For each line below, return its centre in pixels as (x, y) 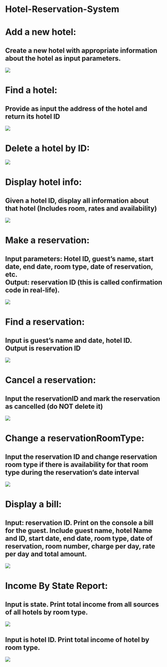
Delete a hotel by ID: (47, 148)
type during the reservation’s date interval (72, 472)
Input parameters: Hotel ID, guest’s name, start (79, 259)
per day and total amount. (46, 554)
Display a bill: (33, 504)
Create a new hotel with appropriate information (81, 50)
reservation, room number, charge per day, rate (80, 546)
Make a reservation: (47, 240)
